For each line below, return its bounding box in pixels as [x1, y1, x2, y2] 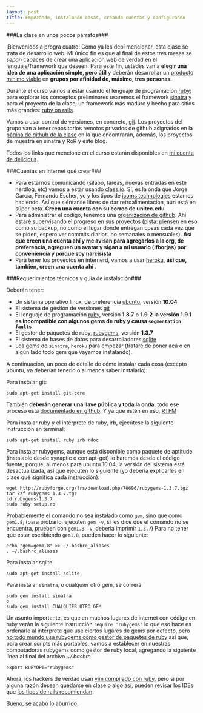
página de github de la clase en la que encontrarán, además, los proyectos [6, 131, 193, 138]
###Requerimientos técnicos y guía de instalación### [6, 274, 141, 282]
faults [15, 324, 32, 330]
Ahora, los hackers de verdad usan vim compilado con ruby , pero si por [6, 675, 185, 682]
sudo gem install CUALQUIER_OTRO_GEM [6, 603, 102, 609]
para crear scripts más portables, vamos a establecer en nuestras [6, 640, 171, 647]
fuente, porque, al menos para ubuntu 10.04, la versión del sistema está [6, 460, 185, 467]
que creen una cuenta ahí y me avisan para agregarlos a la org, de [15, 237, 184, 244]
